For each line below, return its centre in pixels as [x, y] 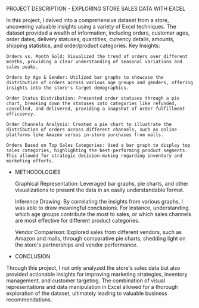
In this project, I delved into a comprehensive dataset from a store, [88, 20]
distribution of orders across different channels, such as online [92, 130]
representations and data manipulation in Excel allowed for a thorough [92, 287]
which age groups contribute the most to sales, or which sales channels [103, 214]
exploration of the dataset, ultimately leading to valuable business [87, 293]
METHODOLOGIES [38, 172]
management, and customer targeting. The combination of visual [86, 281]
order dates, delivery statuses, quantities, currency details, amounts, [90, 39]
